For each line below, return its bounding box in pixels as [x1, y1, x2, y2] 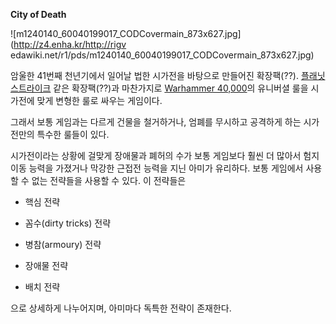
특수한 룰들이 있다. [36, 129, 110, 140]
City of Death [10, 9, 67, 20]
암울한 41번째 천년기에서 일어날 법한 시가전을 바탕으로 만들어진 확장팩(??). [10, 70, 299, 81]
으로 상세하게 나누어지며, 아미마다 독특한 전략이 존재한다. [10, 302, 232, 314]
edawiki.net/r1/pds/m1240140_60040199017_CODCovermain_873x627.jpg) [10, 49, 315, 61]
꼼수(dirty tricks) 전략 [24, 217, 112, 229]
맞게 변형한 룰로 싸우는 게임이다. [36, 95, 163, 106]
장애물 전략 [24, 260, 69, 271]
